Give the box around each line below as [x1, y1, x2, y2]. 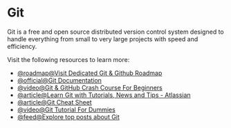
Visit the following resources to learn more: [7, 55, 130, 63]
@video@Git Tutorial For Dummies [17, 105, 115, 114]
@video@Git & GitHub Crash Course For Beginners [17, 83, 163, 92]
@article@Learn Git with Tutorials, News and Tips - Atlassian [17, 91, 192, 99]
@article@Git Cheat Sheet [17, 98, 92, 106]
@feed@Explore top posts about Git [17, 112, 120, 121]
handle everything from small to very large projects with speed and [7, 34, 198, 43]
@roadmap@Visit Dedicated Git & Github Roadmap [17, 69, 163, 77]
